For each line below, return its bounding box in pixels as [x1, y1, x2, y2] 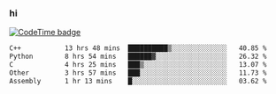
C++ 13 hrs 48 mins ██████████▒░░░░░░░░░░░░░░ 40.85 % [9, 44, 267, 53]
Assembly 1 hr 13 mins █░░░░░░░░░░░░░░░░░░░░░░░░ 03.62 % [9, 76, 267, 85]
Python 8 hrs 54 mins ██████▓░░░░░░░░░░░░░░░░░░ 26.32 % [9, 52, 267, 61]
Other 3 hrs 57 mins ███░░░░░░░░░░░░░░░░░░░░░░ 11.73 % [9, 69, 267, 77]
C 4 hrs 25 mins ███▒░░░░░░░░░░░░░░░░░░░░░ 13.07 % [9, 61, 267, 69]
